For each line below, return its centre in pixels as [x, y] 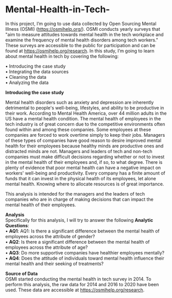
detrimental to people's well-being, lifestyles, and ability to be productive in [85, 108]
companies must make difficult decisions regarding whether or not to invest [85, 157]
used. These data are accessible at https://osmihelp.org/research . [75, 290]
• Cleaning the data [26, 77]
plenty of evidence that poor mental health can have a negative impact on [83, 167]
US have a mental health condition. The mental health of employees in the [83, 118]
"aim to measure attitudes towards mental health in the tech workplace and [84, 34]
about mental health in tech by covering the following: [62, 56]
